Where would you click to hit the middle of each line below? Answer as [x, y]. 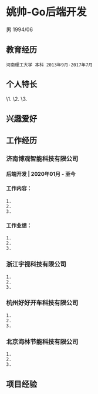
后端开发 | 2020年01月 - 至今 [41, 173]
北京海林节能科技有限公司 [42, 342]
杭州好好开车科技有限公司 [42, 303]
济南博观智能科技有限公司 [42, 159]
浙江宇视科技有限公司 [36, 264]
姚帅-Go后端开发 [46, 12]
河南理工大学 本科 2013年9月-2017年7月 [49, 65]
